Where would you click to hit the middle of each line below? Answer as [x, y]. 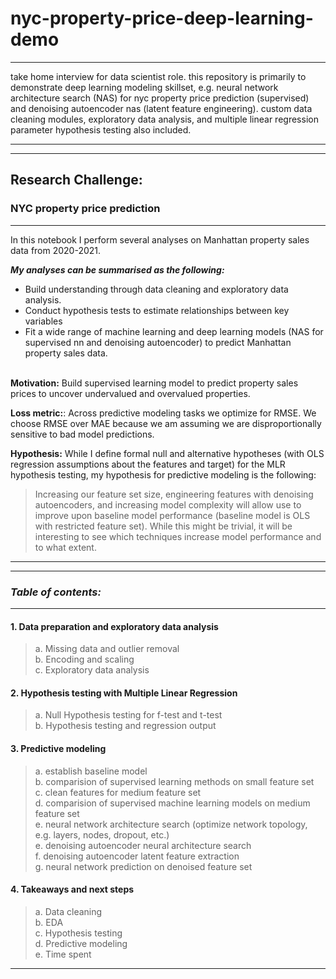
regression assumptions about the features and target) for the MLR [148, 464]
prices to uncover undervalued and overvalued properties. [130, 393]
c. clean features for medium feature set [118, 792]
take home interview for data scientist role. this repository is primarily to [158, 76]
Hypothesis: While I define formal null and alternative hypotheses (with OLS [167, 453]
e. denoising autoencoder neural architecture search [143, 845]
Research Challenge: [76, 180]
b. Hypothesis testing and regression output [125, 726]
